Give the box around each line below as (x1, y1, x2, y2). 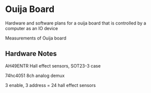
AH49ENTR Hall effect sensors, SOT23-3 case (5, 62, 101, 68)
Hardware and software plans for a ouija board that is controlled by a (5, 20, 147, 26)
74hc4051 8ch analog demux (5, 72, 65, 78)
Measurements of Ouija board (5, 35, 66, 41)
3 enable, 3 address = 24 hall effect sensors (5, 82, 96, 88)
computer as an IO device (5, 25, 58, 31)
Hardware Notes (5, 49, 57, 58)
